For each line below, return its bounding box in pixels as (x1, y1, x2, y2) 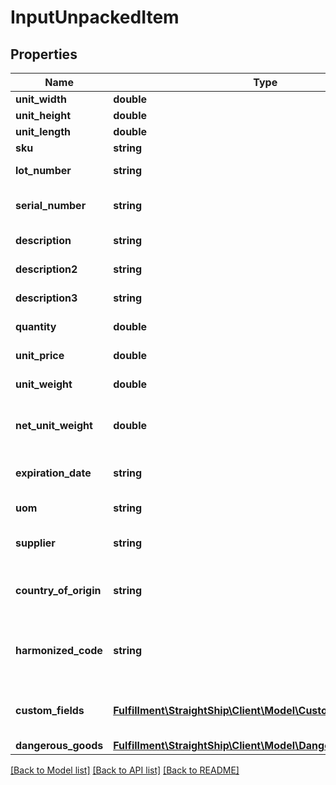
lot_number (15, 164, 72, 177)
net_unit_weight (15, 419, 93, 432)
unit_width (15, 92, 67, 106)
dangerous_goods (15, 739, 104, 752)
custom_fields (15, 704, 85, 717)
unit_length (15, 125, 72, 138)
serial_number (15, 199, 87, 212)
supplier (15, 536, 56, 550)
